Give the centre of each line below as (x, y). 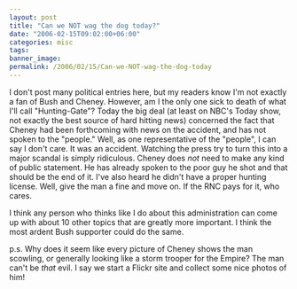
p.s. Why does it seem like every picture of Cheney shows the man (131, 248)
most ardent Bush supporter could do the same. (97, 231)
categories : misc (41, 42)
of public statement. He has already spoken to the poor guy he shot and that (148, 167)
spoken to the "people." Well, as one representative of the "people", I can (143, 139)
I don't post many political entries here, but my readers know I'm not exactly (148, 92)
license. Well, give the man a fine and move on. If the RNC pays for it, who (145, 186)
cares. (21, 195)
